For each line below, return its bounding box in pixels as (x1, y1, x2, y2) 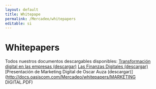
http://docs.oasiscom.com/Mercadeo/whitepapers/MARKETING (6, 74, 136, 80)
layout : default (5, 7, 38, 12)
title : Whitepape (5, 12, 41, 17)
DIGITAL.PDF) (5, 79, 33, 85)
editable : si (5, 21, 32, 26)
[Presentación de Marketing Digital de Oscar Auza (5, 69, 107, 75)
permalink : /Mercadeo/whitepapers (5, 16, 76, 21)
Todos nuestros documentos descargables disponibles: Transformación (5, 59, 151, 64)
